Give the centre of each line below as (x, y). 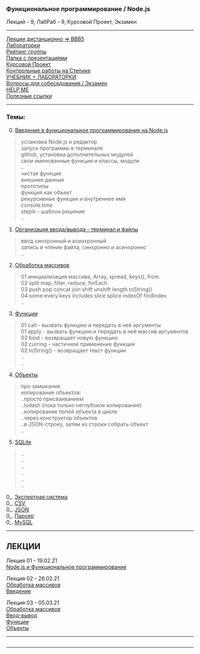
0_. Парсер (20, 516)
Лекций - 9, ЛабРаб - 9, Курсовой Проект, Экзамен (71, 22)
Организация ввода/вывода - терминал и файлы (76, 229)
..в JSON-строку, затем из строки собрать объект (85, 424)
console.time (37, 205)
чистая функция (41, 173)
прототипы (35, 186)
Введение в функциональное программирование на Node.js (91, 130)
